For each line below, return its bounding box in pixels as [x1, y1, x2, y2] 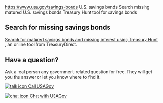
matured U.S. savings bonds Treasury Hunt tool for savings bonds [5, 9, 137, 15]
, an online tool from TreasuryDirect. [5, 41, 78, 47]
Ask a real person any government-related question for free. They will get [5, 68, 152, 75]
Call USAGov [28, 83, 54, 89]
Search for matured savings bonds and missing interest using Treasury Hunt [5, 36, 158, 42]
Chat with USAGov [29, 93, 67, 99]
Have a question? [5, 56, 59, 64]
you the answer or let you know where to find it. [5, 74, 101, 80]
